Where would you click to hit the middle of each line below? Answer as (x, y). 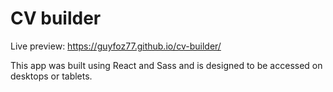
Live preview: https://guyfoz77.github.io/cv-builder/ (116, 46)
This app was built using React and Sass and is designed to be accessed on (166, 65)
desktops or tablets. (51, 76)
